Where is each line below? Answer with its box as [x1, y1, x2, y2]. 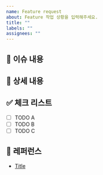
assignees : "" [6, 31, 41, 37]
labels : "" [6, 25, 33, 31]
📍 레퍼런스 [6, 146, 42, 157]
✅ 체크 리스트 [6, 98, 52, 108]
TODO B [14, 121, 35, 128]
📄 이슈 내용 [6, 54, 44, 64]
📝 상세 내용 [6, 76, 44, 86]
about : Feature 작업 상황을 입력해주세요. [6, 14, 98, 20]
